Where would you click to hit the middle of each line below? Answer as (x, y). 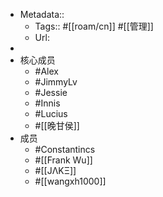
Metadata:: (42, 14)
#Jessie (51, 92)
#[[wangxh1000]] (70, 181)
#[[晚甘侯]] (57, 125)
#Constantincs (65, 149)
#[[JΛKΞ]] (55, 170)
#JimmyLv (56, 82)
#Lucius (51, 113)
